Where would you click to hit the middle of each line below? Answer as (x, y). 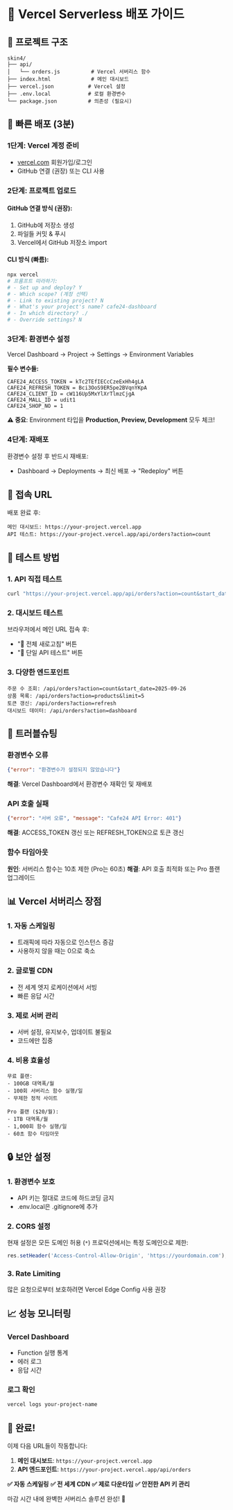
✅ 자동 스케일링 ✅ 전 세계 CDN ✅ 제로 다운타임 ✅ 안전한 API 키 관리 (98, 1484)
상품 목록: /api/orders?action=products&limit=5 (76, 696)
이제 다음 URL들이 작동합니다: (48, 1446)
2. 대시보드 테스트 (35, 612)
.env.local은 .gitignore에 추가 (58, 1206)
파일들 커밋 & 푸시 (41, 234)
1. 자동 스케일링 (31, 925)
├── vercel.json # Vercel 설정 (67, 87)
